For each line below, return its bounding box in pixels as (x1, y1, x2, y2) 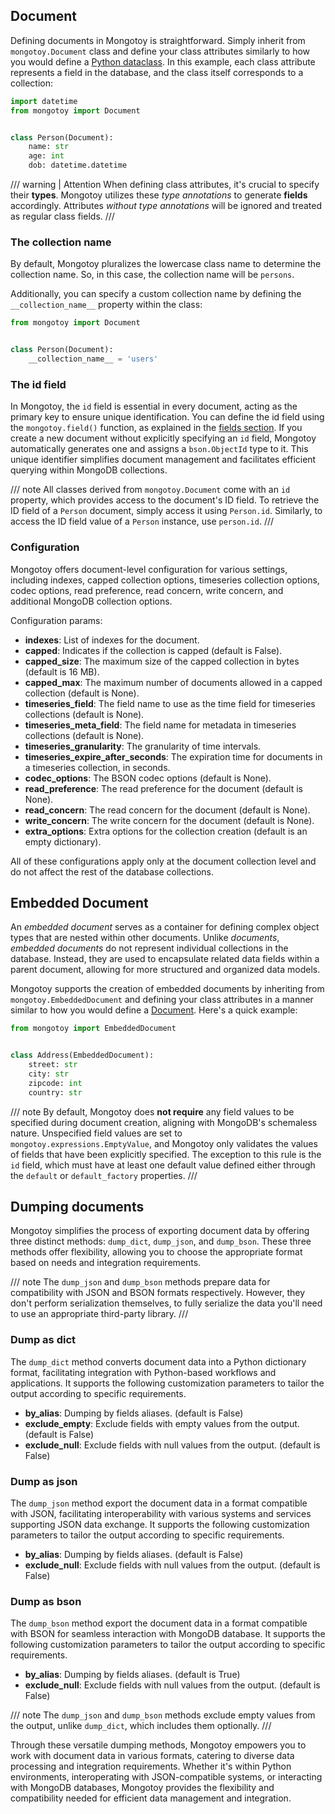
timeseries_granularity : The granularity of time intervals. (24, 740, 262, 752)
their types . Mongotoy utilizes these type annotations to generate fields (10, 189, 308, 201)
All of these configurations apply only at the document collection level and (10, 855, 317, 867)
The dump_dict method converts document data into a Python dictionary (10, 1355, 307, 1368)
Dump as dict (10, 1333, 77, 1347)
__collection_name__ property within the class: (10, 299, 203, 311)
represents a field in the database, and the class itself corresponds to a (10, 66, 304, 78)
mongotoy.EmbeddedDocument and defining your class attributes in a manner (10, 994, 314, 1006)
